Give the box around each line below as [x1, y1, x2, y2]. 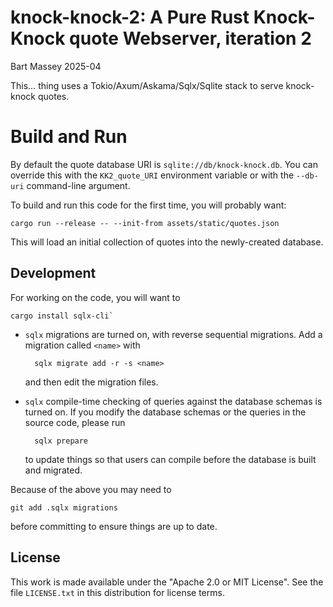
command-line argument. [26, 179, 131, 191]
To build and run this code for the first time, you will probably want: [10, 199, 287, 211]
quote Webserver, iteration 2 [69, 27, 312, 50]
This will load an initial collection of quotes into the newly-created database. [10, 236, 324, 248]
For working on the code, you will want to [10, 291, 181, 303]
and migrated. [24, 464, 83, 476]
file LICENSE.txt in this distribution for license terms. [10, 586, 225, 598]
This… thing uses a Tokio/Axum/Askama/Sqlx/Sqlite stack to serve [10, 79, 284, 91]
